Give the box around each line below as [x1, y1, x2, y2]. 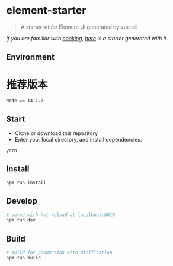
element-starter [6, 4, 86, 17]
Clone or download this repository [14, 130, 98, 137]
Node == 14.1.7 [6, 98, 44, 104]
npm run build [6, 255, 41, 261]
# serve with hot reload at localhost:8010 [6, 212, 116, 218]
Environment [6, 52, 55, 62]
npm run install [6, 180, 46, 186]
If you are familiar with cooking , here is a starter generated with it [6, 35, 167, 42]
